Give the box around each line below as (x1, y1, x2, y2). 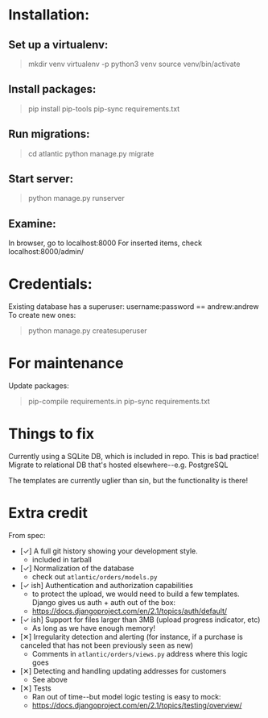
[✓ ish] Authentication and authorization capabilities (19, 581, 193, 590)
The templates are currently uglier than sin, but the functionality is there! (8, 476, 249, 486)
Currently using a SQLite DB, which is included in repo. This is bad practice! (8, 452, 259, 461)
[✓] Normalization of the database (19, 563, 134, 573)
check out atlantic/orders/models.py (31, 572, 158, 582)
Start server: (8, 172, 74, 186)
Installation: (8, 6, 90, 24)
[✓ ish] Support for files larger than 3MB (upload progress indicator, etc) (19, 615, 261, 624)
